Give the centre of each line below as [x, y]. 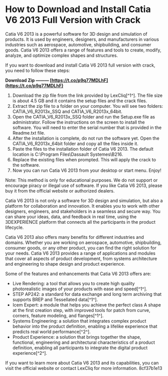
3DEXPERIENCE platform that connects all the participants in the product [80, 222]
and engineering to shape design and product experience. [65, 264]
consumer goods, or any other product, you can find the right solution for [81, 247]
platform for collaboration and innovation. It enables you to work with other [82, 206]
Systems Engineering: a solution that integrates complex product [79, 321]
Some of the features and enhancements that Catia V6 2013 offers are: [78, 274]
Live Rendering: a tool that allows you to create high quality [73, 283]
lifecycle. [15, 227]
